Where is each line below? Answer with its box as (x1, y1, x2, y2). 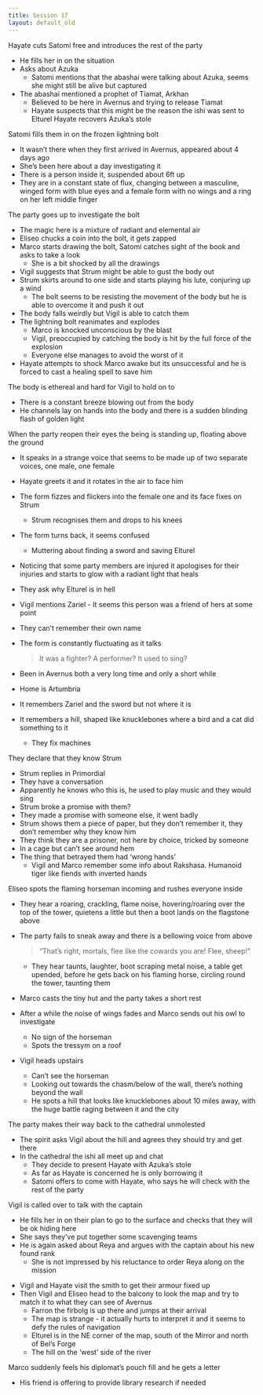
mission (31, 1265, 57, 1275)
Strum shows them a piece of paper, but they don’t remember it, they (19, 818, 243, 828)
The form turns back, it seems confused (19, 530, 150, 540)
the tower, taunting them (31, 978, 111, 987)
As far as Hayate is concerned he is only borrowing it (31, 1168, 203, 1177)
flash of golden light (19, 414, 85, 423)
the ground (8, 438, 45, 447)
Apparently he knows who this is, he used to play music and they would (19, 785, 251, 794)
